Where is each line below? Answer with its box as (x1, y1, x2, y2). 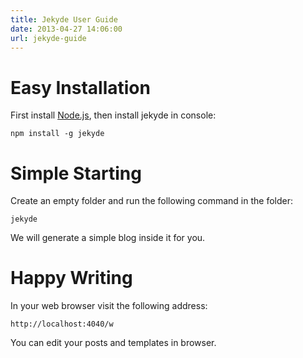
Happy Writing (10, 267, 133, 290)
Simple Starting (10, 162, 142, 185)
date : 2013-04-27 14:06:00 (10, 24, 123, 34)
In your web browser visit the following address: (10, 300, 208, 312)
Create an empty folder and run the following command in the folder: (10, 195, 293, 207)
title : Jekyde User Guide (10, 14, 118, 25)
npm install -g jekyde (10, 129, 105, 139)
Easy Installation (10, 76, 151, 99)
